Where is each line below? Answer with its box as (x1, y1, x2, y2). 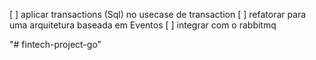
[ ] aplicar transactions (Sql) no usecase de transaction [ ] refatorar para (9, 9, 307, 20)
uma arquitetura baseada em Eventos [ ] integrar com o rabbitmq (9, 19, 277, 31)
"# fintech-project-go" (9, 39, 102, 50)
